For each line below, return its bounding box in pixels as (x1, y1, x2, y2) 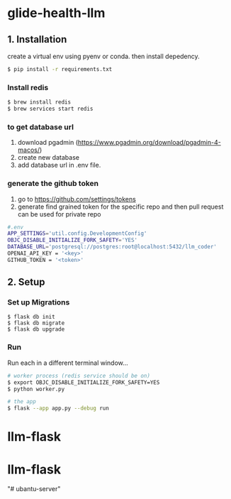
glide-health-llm (7, 5, 106, 21)
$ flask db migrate (7, 319, 65, 327)
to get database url (7, 122, 74, 132)
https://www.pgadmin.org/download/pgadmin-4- (77, 138, 221, 147)
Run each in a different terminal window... (7, 358, 129, 367)
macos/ (17, 146, 40, 154)
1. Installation (7, 33, 67, 45)
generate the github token (7, 179, 99, 189)
